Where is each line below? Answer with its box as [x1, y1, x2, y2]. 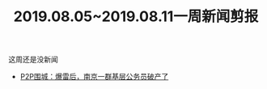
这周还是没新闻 [8, 54, 58, 65]
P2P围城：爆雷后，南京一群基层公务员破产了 [19, 72, 169, 82]
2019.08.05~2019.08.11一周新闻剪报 [13, 7, 259, 26]
